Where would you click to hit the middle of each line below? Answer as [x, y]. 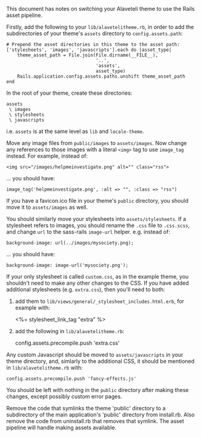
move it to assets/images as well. [47, 207]
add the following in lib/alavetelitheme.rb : [70, 331]
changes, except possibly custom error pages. [64, 396]
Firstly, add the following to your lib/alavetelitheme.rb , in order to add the [100, 27]
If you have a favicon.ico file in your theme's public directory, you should [97, 201]
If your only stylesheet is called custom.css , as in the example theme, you [97, 276]
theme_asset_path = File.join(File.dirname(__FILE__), [88, 55]
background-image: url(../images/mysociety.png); [70, 243]
